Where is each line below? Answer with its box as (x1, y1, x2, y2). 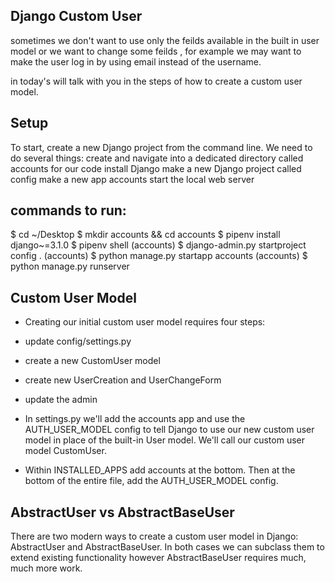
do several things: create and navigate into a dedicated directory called (10, 152, 304, 164)
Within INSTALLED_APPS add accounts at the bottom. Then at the (24, 464, 296, 476)
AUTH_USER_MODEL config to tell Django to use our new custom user (24, 424, 315, 436)
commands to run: (10, 202, 127, 219)
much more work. (10, 562, 83, 574)
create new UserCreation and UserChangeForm (24, 374, 222, 386)
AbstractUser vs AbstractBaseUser (10, 504, 235, 521)
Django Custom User (10, 8, 143, 25)
